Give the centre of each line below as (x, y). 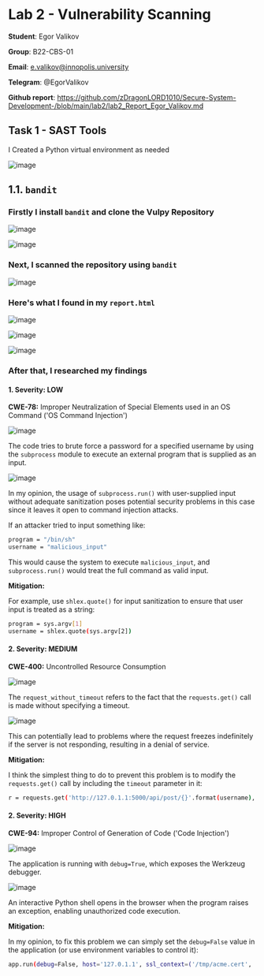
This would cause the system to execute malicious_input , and (109, 562)
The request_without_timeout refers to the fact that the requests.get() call (130, 697)
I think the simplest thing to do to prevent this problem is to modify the (122, 775)
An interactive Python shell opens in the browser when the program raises (128, 902)
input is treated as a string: (52, 609)
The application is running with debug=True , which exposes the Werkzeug (127, 863)
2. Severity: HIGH (37, 816)
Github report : (32, 97)
